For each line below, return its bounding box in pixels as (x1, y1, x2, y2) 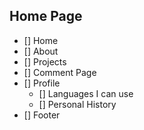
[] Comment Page (23, 66, 97, 78)
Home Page (9, 8, 83, 25)
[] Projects (23, 55, 67, 68)
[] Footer (23, 109, 61, 121)
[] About (23, 45, 59, 57)
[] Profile (23, 77, 61, 89)
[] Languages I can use (38, 87, 134, 99)
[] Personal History (38, 98, 117, 110)
